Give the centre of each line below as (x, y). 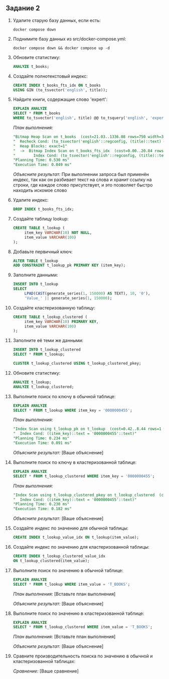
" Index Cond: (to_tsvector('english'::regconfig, (75, 155)
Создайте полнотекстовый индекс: (50, 76)
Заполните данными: (35, 275)
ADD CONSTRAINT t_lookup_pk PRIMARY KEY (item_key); (69, 265)
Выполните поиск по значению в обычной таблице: (68, 570)
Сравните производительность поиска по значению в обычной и (83, 656)
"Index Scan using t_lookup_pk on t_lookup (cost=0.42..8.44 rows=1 (87, 429)
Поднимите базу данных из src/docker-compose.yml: (69, 39)
